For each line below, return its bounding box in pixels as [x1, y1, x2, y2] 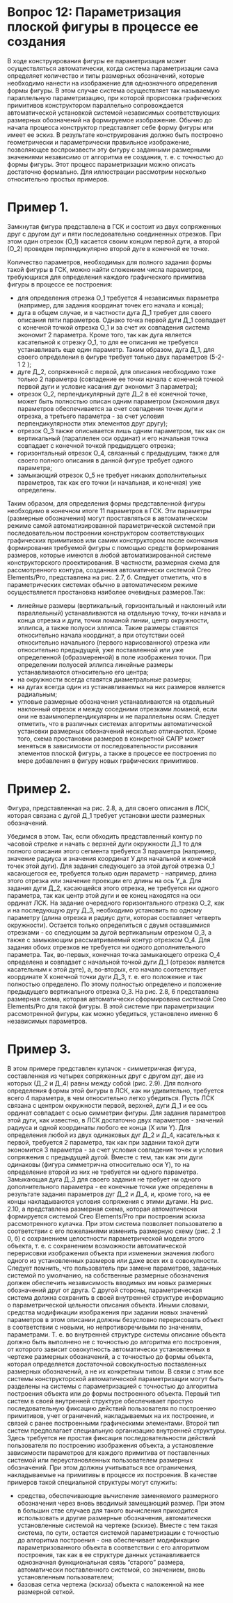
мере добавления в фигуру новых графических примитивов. [17, 756, 199, 765]
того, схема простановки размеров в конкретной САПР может [17, 734, 204, 743]
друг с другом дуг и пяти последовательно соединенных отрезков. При [7, 229, 221, 238]
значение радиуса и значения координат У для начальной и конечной [7, 854, 216, 862]
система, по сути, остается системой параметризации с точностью [17, 1528, 220, 1537]
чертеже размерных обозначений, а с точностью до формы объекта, [7, 1352, 214, 1360]
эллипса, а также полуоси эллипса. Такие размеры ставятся [17, 623, 199, 631]
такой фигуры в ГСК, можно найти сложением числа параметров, [7, 265, 204, 273]
